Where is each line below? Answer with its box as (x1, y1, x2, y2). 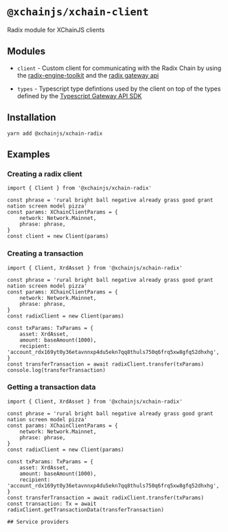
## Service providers (7, 518, 69, 525)
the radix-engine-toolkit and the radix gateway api (16, 71, 159, 79)
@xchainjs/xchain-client (7, 5, 149, 19)
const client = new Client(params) (7, 233, 109, 240)
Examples (7, 148, 50, 160)
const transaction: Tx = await (7, 500, 97, 507)
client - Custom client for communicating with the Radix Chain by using (16, 64, 222, 72)
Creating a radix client (7, 169, 82, 179)
